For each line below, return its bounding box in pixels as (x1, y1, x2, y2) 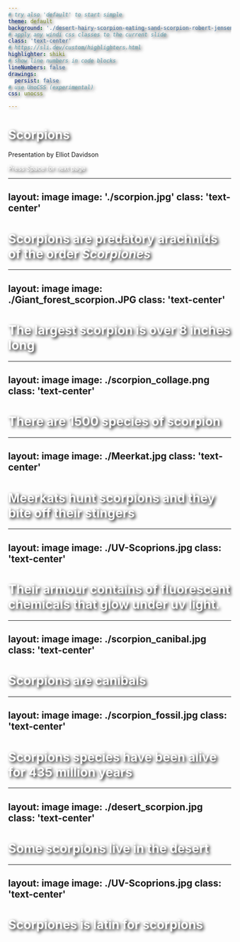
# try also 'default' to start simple (8, 11, 122, 18)
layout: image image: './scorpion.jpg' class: (8, 191, 204, 203)
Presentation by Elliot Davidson (8, 150, 99, 159)
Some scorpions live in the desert (8, 840, 210, 856)
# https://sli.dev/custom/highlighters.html (8, 44, 142, 51)
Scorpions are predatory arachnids (8, 230, 218, 247)
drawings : (8, 70, 38, 77)
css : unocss (8, 90, 43, 97)
